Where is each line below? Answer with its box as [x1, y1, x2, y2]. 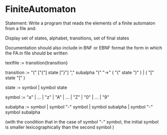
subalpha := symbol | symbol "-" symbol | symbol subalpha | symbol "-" [5, 103, 153, 109]
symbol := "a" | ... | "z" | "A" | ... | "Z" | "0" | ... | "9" [5, 94, 110, 100]
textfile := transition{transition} [5, 59, 68, 65]
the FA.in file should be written [5, 50, 68, 56]
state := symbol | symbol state [5, 84, 67, 90]
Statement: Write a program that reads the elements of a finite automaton [5, 20, 156, 26]
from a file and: [5, 25, 36, 31]
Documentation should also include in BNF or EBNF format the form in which [5, 44, 163, 50]
